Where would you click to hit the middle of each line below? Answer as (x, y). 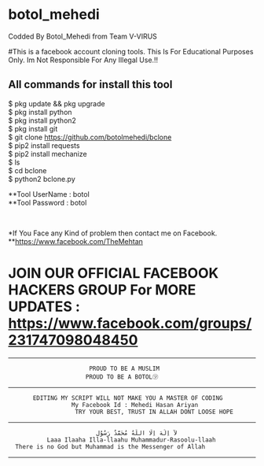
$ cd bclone (27, 170)
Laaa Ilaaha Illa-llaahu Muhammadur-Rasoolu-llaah (131, 440)
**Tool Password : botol (48, 202)
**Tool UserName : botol (49, 194)
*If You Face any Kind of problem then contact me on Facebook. (113, 233)
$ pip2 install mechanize (48, 153)
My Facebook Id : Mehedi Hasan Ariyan (135, 405)
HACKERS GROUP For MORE (102, 290)
